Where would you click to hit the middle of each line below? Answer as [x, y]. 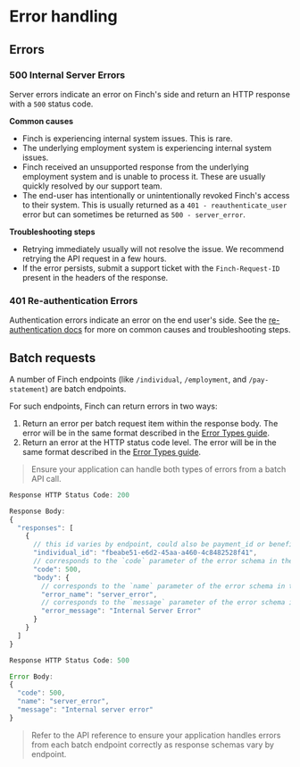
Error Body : [31, 677]
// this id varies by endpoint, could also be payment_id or [149, 544]
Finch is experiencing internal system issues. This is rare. [128, 138]
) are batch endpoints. [86, 388]
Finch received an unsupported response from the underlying [135, 166]
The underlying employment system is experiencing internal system [147, 147]
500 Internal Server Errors [67, 75]
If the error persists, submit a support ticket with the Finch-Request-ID [151, 268]
